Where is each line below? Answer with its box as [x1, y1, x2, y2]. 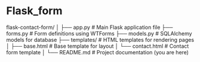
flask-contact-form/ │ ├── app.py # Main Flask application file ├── [6, 24, 173, 31]
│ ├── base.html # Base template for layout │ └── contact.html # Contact [6, 43, 189, 50]
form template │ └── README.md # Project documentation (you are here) [6, 48, 189, 56]
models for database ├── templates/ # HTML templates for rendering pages [6, 36, 195, 43]
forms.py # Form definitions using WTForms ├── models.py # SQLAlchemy [6, 30, 192, 37]
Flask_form [6, 4, 63, 18]
